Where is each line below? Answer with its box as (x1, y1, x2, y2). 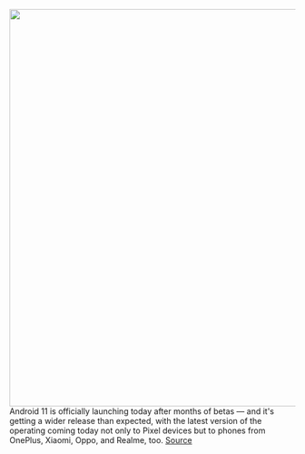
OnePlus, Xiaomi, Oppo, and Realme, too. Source (9, 435, 192, 445)
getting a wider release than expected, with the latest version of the (9, 416, 262, 426)
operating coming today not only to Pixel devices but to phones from (9, 425, 266, 436)
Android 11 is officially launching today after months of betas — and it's (9, 406, 275, 417)
